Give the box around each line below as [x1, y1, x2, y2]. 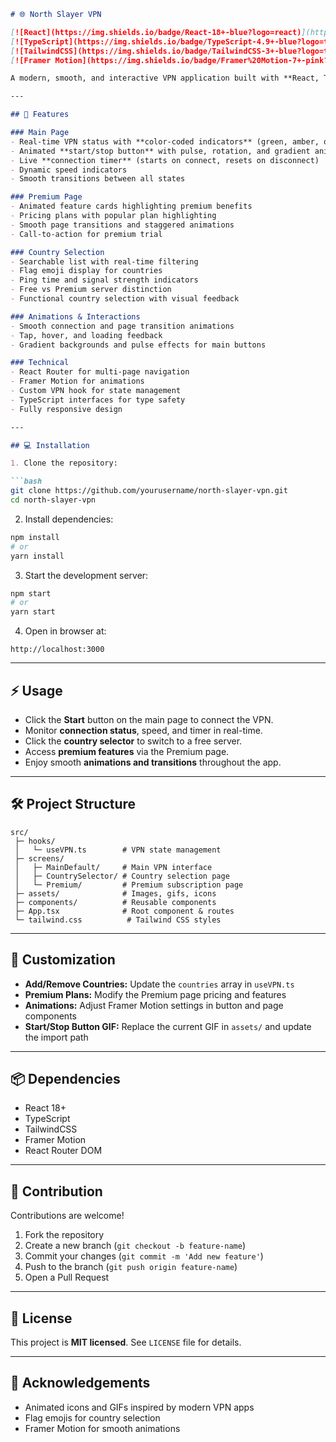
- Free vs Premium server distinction [10, 285, 172, 295]
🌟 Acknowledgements [10, 1375, 151, 1392]
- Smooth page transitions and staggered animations [10, 220, 235, 230]
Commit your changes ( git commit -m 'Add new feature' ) [24, 1250, 264, 1262]
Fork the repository [24, 1229, 105, 1241]
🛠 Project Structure [10, 796, 137, 813]
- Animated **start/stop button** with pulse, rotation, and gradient [10, 146, 311, 156]
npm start [10, 588, 52, 599]
